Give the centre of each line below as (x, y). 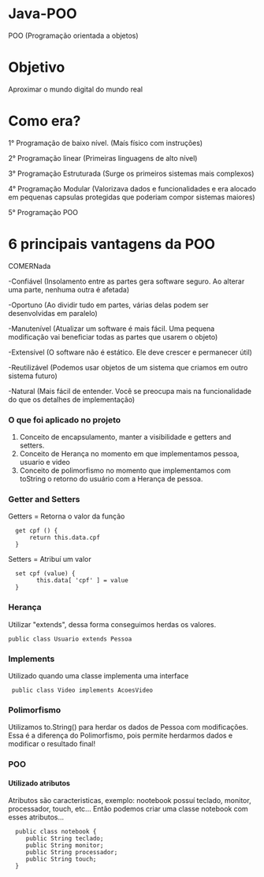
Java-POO (43, 14)
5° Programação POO (43, 212)
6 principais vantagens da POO (112, 244)
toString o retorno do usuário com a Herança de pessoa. (111, 479)
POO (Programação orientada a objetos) (74, 35)
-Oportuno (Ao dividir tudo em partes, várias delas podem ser (108, 305)
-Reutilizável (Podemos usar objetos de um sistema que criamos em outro (128, 367)
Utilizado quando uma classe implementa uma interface (99, 675)
